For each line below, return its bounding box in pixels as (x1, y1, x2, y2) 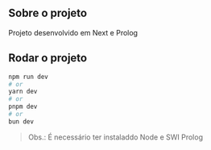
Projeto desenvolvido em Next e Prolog (8, 27, 139, 37)
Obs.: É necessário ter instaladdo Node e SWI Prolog (27, 132, 204, 142)
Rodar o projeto (8, 52, 87, 65)
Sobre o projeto (8, 6, 87, 20)
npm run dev (8, 73, 48, 81)
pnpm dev (8, 102, 38, 111)
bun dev (8, 117, 35, 126)
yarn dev (8, 88, 38, 96)
